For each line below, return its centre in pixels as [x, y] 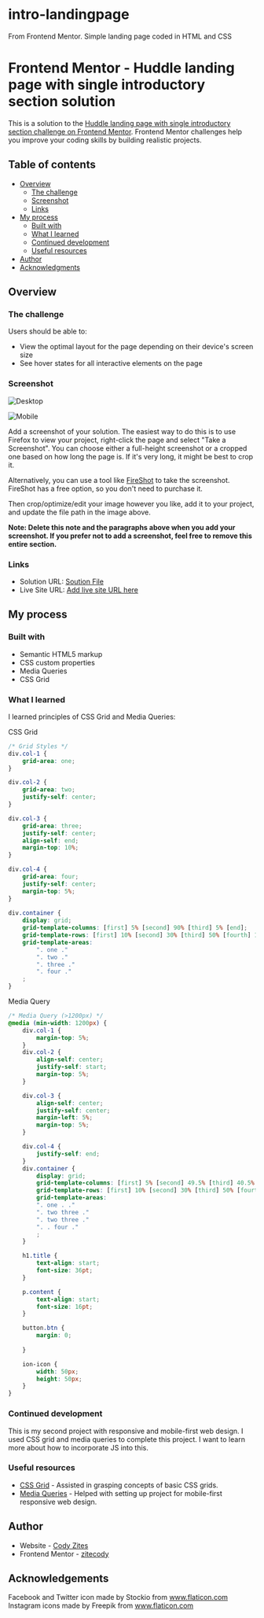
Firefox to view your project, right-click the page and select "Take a [117, 440]
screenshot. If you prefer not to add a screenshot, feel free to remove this [130, 536]
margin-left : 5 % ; [64, 1118]
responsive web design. [58, 1502]
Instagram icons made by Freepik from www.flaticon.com [101, 1605]
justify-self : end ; [68, 1154]
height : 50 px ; [59, 1379]
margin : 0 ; [54, 1336]
